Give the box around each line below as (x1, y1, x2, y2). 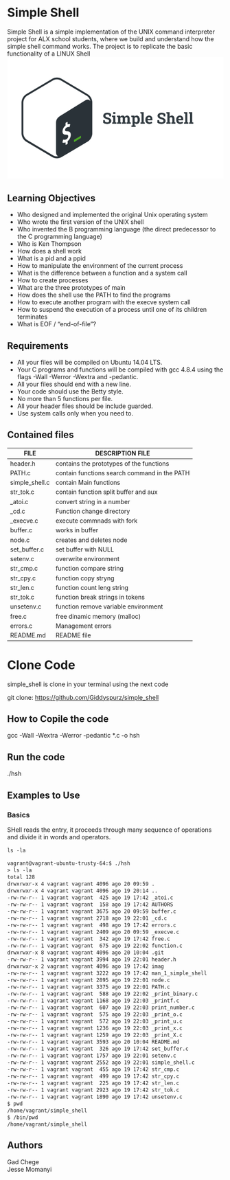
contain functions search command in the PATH (55, 468, 190, 477)
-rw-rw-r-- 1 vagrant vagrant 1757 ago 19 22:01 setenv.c (7, 1052, 176, 1059)
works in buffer (55, 526, 98, 534)
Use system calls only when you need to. (16, 409, 134, 418)
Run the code (7, 751, 65, 763)
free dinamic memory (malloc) (55, 612, 141, 620)
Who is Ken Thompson (16, 240, 82, 248)
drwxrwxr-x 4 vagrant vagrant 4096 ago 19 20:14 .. (7, 887, 158, 894)
